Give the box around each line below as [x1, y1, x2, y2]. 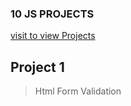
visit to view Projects [10, 30, 96, 42]
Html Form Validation [34, 85, 122, 97]
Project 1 [10, 58, 65, 76]
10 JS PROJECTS [10, 7, 95, 21]
